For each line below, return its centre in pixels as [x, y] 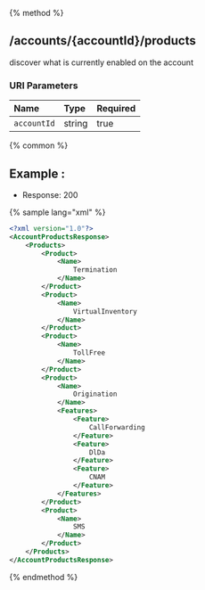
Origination [95, 394]
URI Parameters [44, 86]
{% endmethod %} [44, 577]
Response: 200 [50, 194]
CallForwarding [117, 427]
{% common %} [39, 145]
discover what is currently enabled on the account [102, 62]
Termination [95, 270]
